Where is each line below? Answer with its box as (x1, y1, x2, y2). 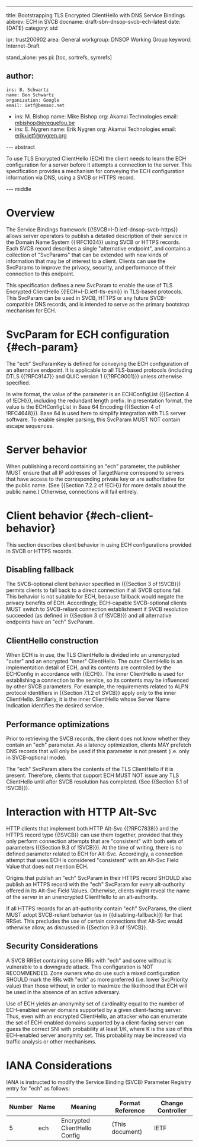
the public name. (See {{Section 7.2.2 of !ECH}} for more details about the (6, 481, 187, 488)
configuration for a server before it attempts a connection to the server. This (6, 161, 192, 168)
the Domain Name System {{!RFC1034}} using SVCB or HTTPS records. (6, 239, 181, 246)
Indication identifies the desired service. (6, 702, 104, 709)
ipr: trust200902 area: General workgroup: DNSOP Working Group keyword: (6, 36, 192, 43)
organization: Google (6, 97, 60, 103)
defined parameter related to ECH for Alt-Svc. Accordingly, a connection (6, 850, 183, 857)
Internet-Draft (6, 42, 40, 49)
